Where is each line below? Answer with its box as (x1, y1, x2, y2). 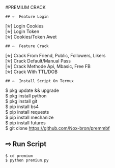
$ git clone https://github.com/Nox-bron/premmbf (5, 125, 110, 131)
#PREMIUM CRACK (5, 5, 46, 10)
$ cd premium (5, 153, 33, 158)
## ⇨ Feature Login (5, 14, 49, 19)
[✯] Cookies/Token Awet (5, 34, 57, 40)
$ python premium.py (5, 157, 49, 163)
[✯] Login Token (5, 28, 40, 35)
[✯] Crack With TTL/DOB (5, 69, 57, 75)
